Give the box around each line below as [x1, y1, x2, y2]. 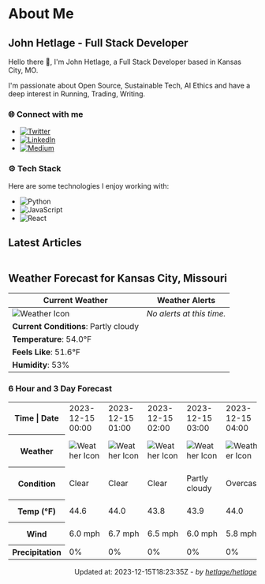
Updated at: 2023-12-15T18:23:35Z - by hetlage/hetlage [74, 567, 257, 577]
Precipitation [12, 547, 62, 558]
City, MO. [8, 66, 39, 75]
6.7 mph [107, 528, 140, 539]
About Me [8, 5, 74, 23]
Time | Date [14, 413, 59, 424]
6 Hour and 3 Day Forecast [8, 384, 113, 395]
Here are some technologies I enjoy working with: [8, 181, 170, 190]
